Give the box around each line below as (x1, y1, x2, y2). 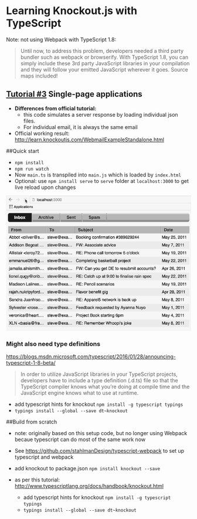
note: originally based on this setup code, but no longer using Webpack (14, 430, 188, 437)
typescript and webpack (14, 453, 74, 461)
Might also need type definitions (6, 340, 101, 348)
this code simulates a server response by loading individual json (23, 111, 178, 118)
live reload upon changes (14, 184, 76, 191)
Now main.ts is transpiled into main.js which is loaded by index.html (14, 171, 182, 178)
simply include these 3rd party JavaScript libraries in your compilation (20, 60, 190, 67)
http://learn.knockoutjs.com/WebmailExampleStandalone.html (14, 136, 164, 143)
